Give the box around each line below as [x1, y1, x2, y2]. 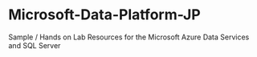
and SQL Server [8, 40, 61, 50]
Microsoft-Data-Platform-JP [8, 6, 201, 24]
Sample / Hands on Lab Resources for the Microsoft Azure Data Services [8, 32, 250, 42]
